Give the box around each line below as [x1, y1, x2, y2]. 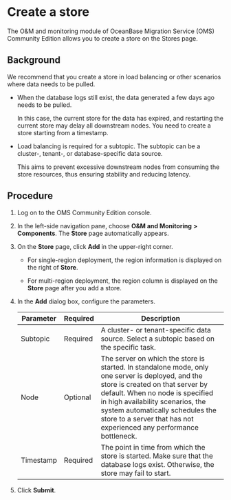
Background [7, 54, 60, 66]
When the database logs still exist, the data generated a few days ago [16, 93, 215, 101]
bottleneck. [100, 431, 137, 441]
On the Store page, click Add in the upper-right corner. [16, 242, 173, 250]
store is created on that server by [100, 379, 208, 389]
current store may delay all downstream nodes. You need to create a [16, 121, 211, 130]
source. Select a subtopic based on [100, 334, 215, 343]
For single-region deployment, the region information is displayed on [27, 256, 222, 264]
